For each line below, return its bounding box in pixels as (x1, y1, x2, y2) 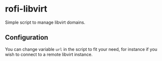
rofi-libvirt (5, 3, 48, 15)
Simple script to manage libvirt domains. (5, 19, 86, 25)
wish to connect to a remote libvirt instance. (5, 51, 93, 57)
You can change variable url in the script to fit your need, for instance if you (5, 46, 158, 52)
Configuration (5, 33, 49, 42)
